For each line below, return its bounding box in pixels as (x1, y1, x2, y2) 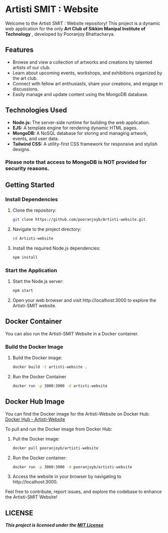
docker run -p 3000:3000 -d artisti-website (12, 383, 108, 389)
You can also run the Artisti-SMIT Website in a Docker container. (5, 330, 139, 336)
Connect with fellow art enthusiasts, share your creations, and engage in (12, 80, 163, 86)
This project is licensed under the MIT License (5, 522, 104, 528)
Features (5, 45, 34, 54)
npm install (12, 255, 38, 260)
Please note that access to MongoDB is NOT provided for (5, 159, 147, 166)
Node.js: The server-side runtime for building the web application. (12, 119, 150, 125)
